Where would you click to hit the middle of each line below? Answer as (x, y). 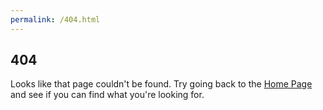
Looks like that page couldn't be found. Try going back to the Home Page (161, 84)
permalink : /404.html (55, 19)
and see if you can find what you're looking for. (107, 95)
